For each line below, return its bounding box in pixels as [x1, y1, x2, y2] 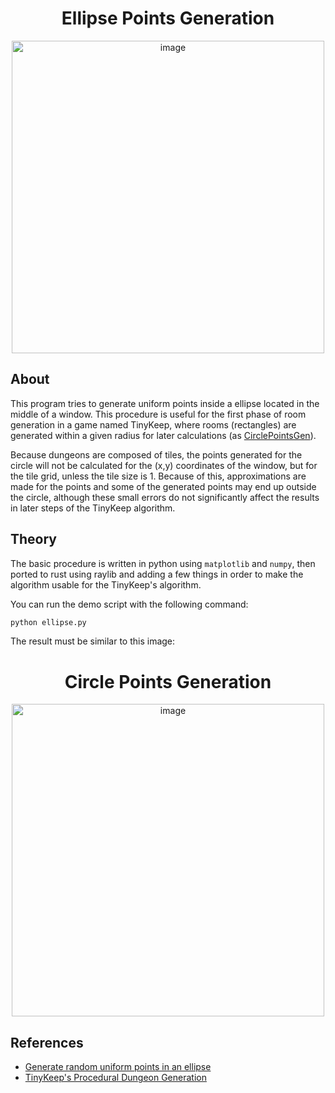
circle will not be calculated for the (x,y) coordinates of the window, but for [10, 459, 318, 471]
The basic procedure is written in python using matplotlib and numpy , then [10, 557, 316, 569]
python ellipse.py [10, 617, 87, 627]
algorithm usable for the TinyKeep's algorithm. [10, 578, 202, 591]
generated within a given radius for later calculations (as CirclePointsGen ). [10, 429, 317, 441]
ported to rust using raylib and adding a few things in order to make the [10, 568, 304, 580]
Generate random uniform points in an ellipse [24, 1061, 212, 1073]
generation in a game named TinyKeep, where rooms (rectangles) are [10, 418, 297, 431]
